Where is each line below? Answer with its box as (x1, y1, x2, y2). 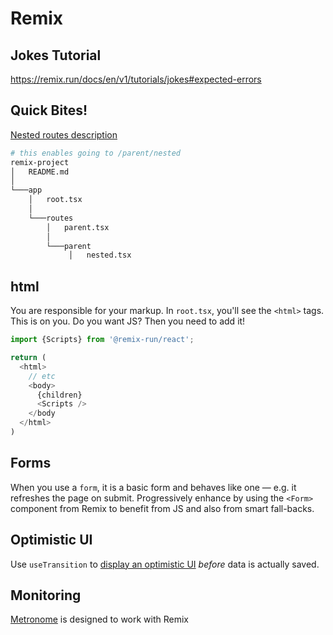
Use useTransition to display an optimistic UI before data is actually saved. (10, 558, 320, 570)
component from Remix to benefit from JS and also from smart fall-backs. (10, 502, 315, 514)
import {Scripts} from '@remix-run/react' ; (10, 335, 195, 345)
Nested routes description (10, 128, 118, 141)
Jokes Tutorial (10, 47, 102, 64)
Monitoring (10, 587, 82, 604)
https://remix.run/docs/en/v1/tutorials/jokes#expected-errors (10, 73, 262, 85)
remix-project (10, 157, 70, 167)
